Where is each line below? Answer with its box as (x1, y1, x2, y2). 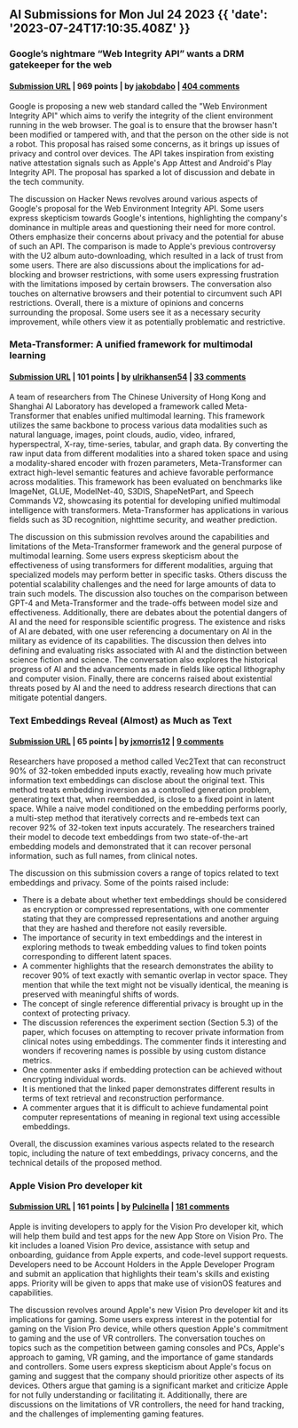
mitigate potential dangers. (9, 692, 107, 702)
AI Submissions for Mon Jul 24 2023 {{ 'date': (9, 7, 268, 22)
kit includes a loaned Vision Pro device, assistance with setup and (9, 1239, 250, 1250)
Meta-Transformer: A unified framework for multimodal (9, 338, 253, 350)
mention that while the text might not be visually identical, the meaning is (21, 979, 289, 990)
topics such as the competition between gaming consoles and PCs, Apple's (9, 1342, 286, 1352)
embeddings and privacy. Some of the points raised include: (9, 877, 229, 887)
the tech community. (9, 176, 84, 187)
